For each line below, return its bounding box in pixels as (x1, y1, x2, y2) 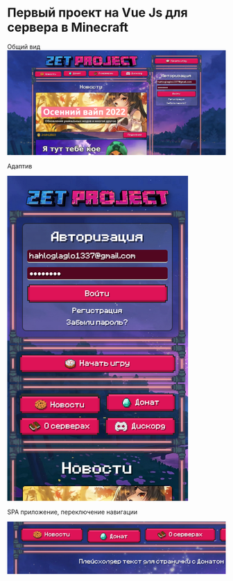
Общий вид (7, 42, 41, 51)
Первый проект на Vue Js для (7, 5, 189, 21)
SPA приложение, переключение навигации (7, 508, 138, 516)
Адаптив (7, 161, 33, 170)
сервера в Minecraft (7, 19, 129, 35)
